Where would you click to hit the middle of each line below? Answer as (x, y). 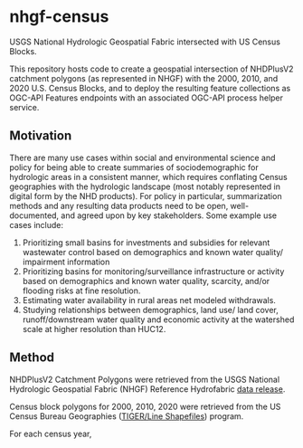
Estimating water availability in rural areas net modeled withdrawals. (149, 300)
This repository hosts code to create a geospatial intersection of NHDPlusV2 (151, 69)
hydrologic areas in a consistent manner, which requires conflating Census (148, 176)
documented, (34, 215)
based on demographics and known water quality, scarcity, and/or (146, 281)
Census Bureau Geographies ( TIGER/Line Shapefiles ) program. (127, 416)
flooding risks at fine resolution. (81, 291)
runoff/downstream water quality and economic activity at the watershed (158, 319)
